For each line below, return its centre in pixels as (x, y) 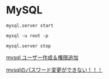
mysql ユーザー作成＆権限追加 (42, 57)
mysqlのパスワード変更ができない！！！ (54, 70)
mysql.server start (30, 26)
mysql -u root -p (27, 35)
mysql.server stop (28, 46)
